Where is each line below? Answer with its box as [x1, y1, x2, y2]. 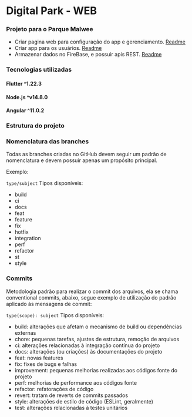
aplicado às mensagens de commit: [6, 300, 92, 307]
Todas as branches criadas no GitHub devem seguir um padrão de [6, 151, 167, 158]
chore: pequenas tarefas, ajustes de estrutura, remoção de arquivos [14, 335, 180, 342]
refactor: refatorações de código [14, 385, 94, 392]
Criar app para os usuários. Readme [14, 45, 102, 52]
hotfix [14, 228, 29, 236]
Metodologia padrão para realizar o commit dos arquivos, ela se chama [6, 288, 178, 295]
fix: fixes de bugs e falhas [14, 360, 78, 368]
